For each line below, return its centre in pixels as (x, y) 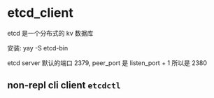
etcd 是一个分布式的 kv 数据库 (50, 33)
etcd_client (40, 13)
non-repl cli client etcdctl (64, 85)
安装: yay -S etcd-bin (38, 48)
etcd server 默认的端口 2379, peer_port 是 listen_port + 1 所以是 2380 (107, 63)
